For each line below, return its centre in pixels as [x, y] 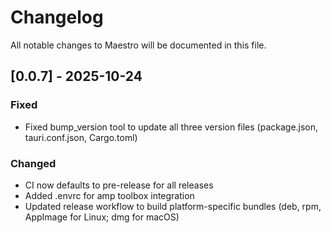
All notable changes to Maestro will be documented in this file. [138, 45]
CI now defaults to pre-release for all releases [119, 185]
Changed [33, 163]
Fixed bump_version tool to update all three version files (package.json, [171, 127]
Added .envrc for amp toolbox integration [109, 195]
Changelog [57, 17]
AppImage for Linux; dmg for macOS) [102, 217]
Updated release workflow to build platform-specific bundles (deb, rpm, [173, 206]
